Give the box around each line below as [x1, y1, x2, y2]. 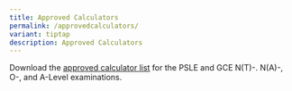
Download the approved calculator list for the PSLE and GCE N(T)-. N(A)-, [9, 62, 284, 73]
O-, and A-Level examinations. [9, 72, 123, 83]
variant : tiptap [9, 29, 70, 38]
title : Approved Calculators [9, 12, 119, 22]
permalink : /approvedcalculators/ [9, 21, 140, 30]
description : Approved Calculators [9, 37, 143, 47]
